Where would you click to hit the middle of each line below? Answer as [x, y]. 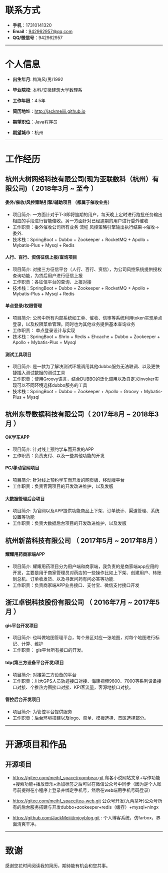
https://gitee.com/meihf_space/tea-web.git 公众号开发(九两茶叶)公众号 [85, 801]
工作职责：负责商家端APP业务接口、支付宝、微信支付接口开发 [76, 585]
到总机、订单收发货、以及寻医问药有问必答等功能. [63, 578]
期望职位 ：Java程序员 [35, 122]
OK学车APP [17, 437]
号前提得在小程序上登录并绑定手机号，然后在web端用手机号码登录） [82, 790]
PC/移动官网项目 [22, 468]
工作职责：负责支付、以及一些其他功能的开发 [58, 455]
